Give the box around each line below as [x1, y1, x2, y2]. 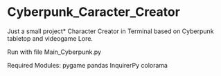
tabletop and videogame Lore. [7, 34, 94, 42]
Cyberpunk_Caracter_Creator [7, 4, 180, 20]
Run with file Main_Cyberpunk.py [7, 48, 102, 56]
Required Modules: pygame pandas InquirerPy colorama [7, 61, 168, 69]
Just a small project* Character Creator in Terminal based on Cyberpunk [7, 27, 214, 35]
